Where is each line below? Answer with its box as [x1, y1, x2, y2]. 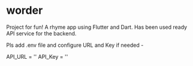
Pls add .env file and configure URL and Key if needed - [6, 41, 144, 49]
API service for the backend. [6, 29, 77, 37]
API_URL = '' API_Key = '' [6, 53, 68, 60]
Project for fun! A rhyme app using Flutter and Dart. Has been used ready [6, 23, 188, 31]
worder [6, 4, 43, 17]
